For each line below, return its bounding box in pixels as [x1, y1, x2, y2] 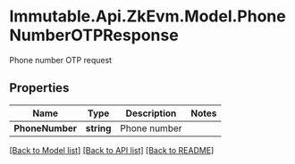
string [85, 122, 112, 135]
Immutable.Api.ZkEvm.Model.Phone [9, 6, 286, 27]
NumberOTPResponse [9, 25, 179, 45]
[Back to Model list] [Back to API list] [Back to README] [9, 144, 215, 155]
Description [125, 107, 177, 119]
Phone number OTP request [9, 54, 113, 65]
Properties [9, 80, 70, 95]
